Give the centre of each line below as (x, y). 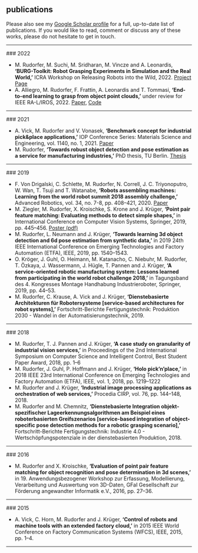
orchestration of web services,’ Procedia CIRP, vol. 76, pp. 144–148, (98, 393)
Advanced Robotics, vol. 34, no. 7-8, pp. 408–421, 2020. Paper (91, 203)
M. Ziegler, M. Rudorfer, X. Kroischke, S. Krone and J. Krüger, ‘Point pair (102, 209)
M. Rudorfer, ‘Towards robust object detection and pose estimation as (102, 149)
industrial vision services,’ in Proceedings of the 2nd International (95, 350)
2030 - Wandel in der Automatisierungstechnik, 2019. (80, 315)
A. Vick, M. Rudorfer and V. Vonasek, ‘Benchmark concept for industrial (103, 130)
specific (25, 425)
